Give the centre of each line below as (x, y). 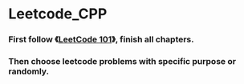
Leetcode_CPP (58, 14)
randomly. (29, 71)
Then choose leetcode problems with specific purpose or (122, 62)
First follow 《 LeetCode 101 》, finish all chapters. (101, 39)
